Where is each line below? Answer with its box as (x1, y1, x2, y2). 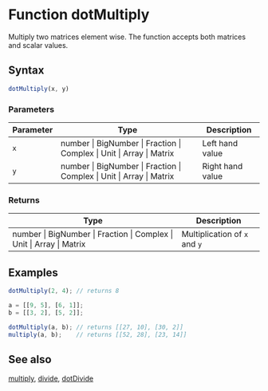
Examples (8, 266, 58, 279)
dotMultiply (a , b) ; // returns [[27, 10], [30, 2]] (8, 323, 183, 331)
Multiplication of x (181, 229, 249, 240)
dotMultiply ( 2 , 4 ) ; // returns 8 (8, 287, 120, 295)
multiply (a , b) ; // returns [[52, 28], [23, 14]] (8, 330, 187, 338)
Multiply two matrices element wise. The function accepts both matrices (8, 32, 246, 41)
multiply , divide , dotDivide (8, 373, 94, 384)
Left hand (202, 137, 238, 148)
